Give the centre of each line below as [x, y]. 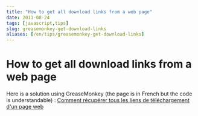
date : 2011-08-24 [28, 18]
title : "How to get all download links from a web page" [79, 12]
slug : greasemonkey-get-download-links [56, 29]
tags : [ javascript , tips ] [37, 23]
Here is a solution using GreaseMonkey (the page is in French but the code [99, 94]
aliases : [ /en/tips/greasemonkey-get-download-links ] [75, 34]
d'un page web [25, 107]
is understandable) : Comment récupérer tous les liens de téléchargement [98, 100]
